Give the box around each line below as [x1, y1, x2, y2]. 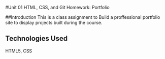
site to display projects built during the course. [5, 20, 103, 25]
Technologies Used [5, 34, 68, 43]
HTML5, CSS [5, 48, 32, 54]
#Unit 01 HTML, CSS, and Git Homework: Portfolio [5, 5, 110, 10]
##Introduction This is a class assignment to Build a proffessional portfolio [5, 14, 160, 20]
